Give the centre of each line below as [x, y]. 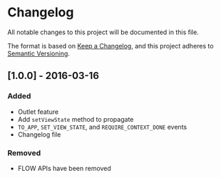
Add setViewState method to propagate [76, 119]
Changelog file [39, 134]
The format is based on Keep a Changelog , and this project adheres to [110, 46]
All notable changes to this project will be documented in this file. [103, 32]
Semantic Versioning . [38, 53]
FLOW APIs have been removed [65, 168]
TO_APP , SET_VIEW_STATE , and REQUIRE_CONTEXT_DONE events [102, 127]
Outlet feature [38, 112]
